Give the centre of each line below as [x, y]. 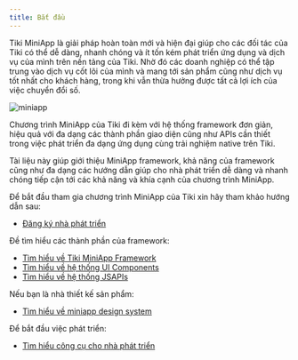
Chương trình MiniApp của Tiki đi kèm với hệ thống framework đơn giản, [141, 124]
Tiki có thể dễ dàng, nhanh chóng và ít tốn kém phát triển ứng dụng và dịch [147, 52]
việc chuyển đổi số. [45, 90]
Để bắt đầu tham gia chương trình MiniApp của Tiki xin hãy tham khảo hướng [150, 196]
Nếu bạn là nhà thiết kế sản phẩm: [72, 293]
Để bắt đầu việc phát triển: [58, 328]
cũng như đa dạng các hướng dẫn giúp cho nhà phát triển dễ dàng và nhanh [149, 170]
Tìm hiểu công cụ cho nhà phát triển [89, 345]
